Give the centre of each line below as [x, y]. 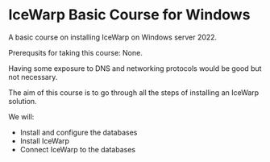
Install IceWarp [45, 141]
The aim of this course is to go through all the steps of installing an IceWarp [134, 92]
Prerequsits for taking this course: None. [75, 52]
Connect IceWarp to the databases [77, 149]
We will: [21, 116]
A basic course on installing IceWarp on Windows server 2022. [113, 37]
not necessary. [33, 77]
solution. [23, 101]
